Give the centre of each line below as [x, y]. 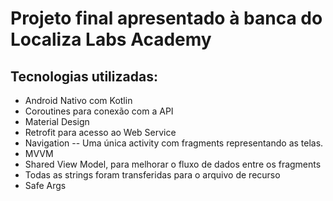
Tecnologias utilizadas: [84, 76]
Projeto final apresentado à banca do [166, 18]
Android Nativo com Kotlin [78, 100]
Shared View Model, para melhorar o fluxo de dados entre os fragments [173, 164]
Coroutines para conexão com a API [99, 111]
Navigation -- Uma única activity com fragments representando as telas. [174, 143]
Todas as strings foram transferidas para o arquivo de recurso [152, 175]
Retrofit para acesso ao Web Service [100, 132]
